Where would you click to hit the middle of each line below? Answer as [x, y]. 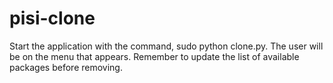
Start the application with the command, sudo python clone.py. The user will [166, 46]
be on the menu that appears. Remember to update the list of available [154, 56]
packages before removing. [66, 67]
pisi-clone [52, 18]
